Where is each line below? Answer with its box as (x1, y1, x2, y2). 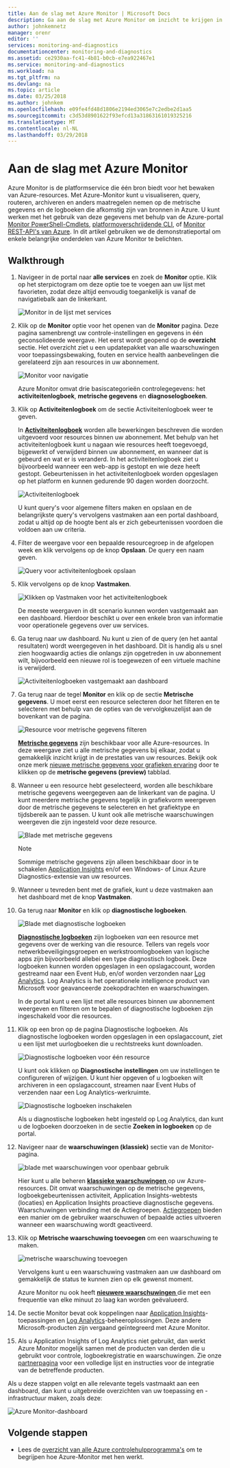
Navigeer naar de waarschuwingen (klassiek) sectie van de (17, 1143, 189, 1151)
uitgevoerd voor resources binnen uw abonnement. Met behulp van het (17, 433, 219, 441)
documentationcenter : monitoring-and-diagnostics (8, 49, 153, 56)
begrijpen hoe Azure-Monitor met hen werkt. (17, 1452, 144, 1460)
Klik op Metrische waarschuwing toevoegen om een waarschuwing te (17, 1234, 218, 1242)
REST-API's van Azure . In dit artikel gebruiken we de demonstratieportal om (8, 227, 221, 236)
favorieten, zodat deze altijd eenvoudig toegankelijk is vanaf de (17, 288, 196, 295)
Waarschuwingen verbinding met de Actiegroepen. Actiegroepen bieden (17, 1206, 222, 1214)
